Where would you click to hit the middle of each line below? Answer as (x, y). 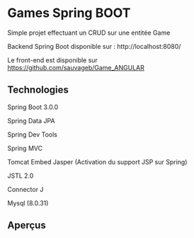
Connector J (25, 189)
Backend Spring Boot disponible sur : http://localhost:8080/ (94, 46)
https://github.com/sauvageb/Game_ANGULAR (76, 67)
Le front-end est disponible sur (52, 60)
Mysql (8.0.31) (28, 203)
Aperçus (27, 226)
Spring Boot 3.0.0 (33, 107)
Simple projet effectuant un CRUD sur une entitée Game (89, 33)
